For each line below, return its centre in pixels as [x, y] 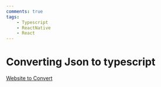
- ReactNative [34, 28]
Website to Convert [29, 78]
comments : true [25, 11]
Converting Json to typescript [81, 62]
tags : [13, 17]
